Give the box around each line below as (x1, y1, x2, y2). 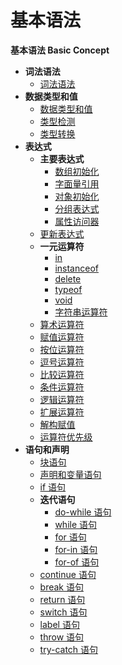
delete (54, 272, 82, 285)
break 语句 (39, 581, 84, 593)
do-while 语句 (54, 506, 112, 518)
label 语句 (39, 618, 80, 630)
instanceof (54, 262, 99, 274)
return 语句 (39, 593, 86, 605)
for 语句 (54, 531, 87, 543)
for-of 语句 (54, 556, 100, 568)
